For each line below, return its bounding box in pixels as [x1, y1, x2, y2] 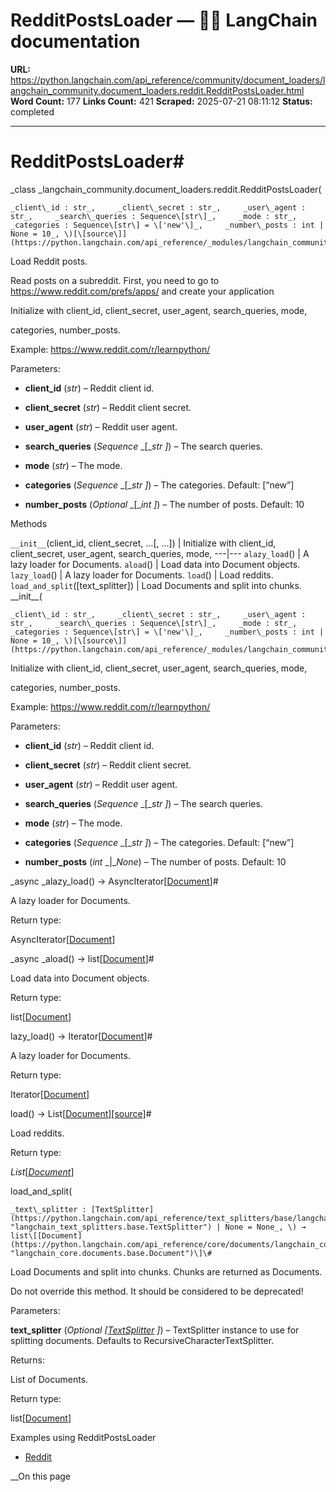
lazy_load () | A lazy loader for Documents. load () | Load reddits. [10, 569, 274, 581]
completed [10, 105, 55, 118]
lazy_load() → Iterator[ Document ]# [10, 1030, 153, 1042]
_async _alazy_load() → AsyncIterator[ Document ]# [10, 875, 219, 887]
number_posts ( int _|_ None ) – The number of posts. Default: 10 [24, 855, 287, 868]
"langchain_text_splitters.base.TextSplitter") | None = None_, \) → [10, 1222, 307, 1232]
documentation [10, 30, 141, 53]
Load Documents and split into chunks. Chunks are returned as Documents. [10, 1265, 323, 1278]
